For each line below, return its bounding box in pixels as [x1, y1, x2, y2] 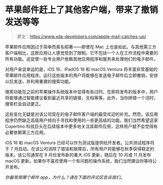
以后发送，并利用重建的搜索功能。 [5, 78, 73, 84]
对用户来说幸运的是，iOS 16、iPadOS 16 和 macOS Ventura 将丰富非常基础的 [5, 66, 158, 72]
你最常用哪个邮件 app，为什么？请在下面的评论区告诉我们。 [5, 174, 125, 180]
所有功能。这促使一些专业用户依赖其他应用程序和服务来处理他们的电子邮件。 [5, 56, 158, 62]
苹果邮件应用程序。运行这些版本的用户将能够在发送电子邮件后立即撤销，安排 [5, 72, 158, 78]
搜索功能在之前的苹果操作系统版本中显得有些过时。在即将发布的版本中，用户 [5, 88, 158, 95]
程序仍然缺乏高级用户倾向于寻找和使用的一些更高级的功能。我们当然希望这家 [5, 117, 158, 123]
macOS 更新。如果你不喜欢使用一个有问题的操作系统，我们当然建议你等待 [5, 158, 153, 164]
